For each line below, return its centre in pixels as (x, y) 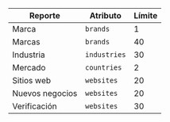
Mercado (29, 68)
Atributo (105, 15)
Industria (29, 55)
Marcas (26, 42)
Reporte (45, 15)
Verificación (35, 106)
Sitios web (32, 80)
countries (103, 68)
